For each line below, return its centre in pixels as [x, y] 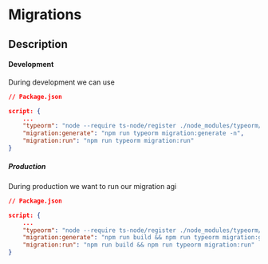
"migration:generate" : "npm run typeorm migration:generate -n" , [134, 133]
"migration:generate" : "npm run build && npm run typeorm [121, 238]
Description [38, 44]
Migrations [45, 15]
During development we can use [62, 82]
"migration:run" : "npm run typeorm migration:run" [108, 141]
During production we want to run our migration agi [93, 186]
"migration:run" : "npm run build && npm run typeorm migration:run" [139, 245]
